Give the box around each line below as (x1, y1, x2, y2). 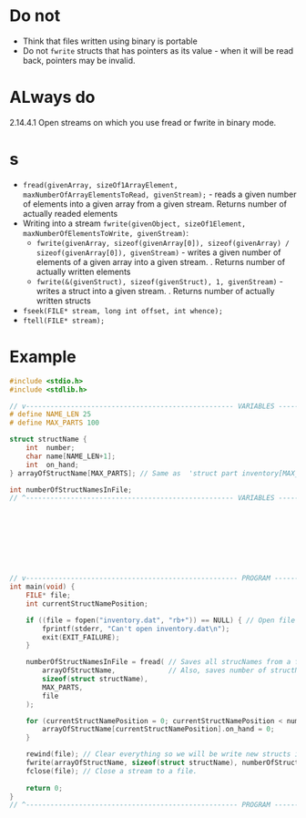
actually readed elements (22, 208, 118, 219)
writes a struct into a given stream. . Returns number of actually (36, 285, 275, 296)
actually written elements (36, 266, 131, 277)
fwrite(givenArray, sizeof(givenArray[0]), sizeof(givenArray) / (36, 239, 290, 248)
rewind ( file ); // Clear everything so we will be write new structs (25, 750, 291, 759)
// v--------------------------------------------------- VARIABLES (9, 402, 275, 411)
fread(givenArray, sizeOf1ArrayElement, (22, 180, 178, 189)
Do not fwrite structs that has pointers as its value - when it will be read (22, 45, 294, 56)
